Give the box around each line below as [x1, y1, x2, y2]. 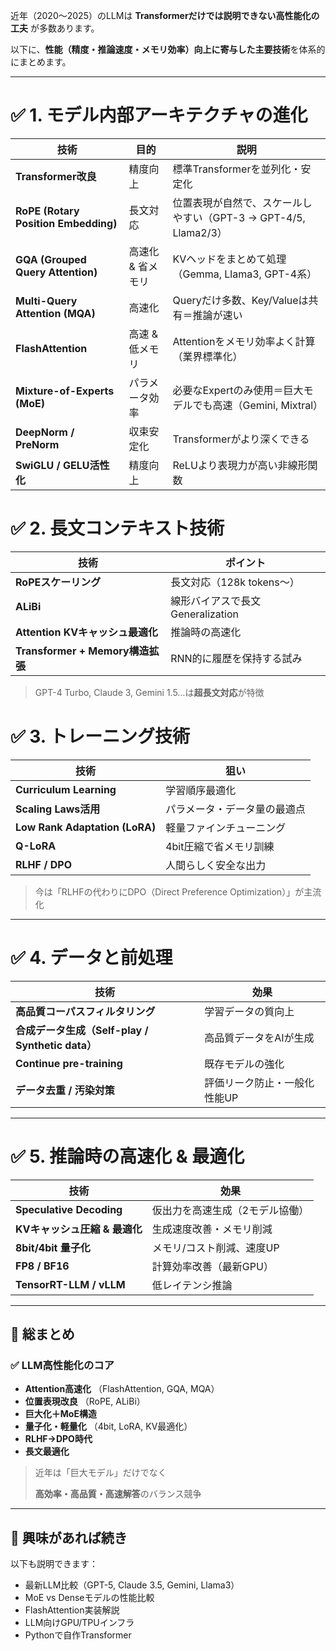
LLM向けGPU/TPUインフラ [24, 1617, 135, 1629]
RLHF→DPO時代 [24, 1433, 93, 1445]
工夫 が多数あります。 [10, 22, 100, 34]
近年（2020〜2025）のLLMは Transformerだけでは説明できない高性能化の [10, 10, 320, 21]
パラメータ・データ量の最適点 [165, 802, 306, 816]
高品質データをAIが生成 [204, 1030, 315, 1044]
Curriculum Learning [15, 782, 117, 796]
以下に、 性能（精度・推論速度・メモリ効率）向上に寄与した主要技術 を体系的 [10, 44, 326, 55]
